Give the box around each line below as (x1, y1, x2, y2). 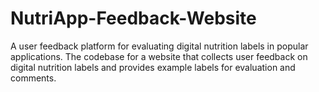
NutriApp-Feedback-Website (10, 7, 257, 30)
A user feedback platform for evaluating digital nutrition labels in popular (10, 40, 309, 52)
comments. (10, 72, 57, 84)
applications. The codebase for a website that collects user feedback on (10, 50, 308, 62)
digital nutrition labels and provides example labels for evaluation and (10, 61, 296, 73)
